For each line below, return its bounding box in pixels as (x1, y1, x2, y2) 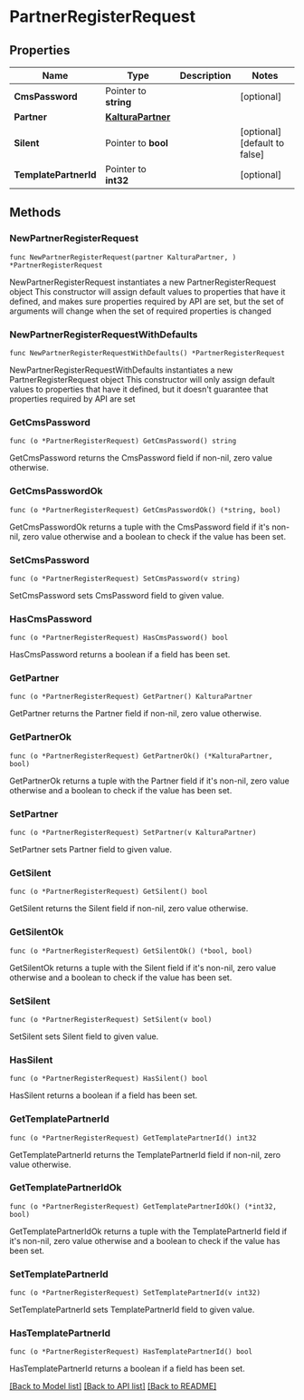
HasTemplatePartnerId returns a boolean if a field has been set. (9, 1363, 246, 1375)
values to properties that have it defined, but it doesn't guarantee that (9, 384, 269, 394)
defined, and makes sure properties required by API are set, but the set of (9, 296, 285, 306)
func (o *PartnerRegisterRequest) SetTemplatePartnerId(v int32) (9, 1288, 261, 1298)
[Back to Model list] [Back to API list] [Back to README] (9, 1381, 217, 1392)
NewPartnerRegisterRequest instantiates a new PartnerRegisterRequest (9, 277, 277, 287)
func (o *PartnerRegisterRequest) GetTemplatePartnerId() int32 (9, 1133, 257, 1142)
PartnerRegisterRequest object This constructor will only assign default (9, 374, 275, 384)
